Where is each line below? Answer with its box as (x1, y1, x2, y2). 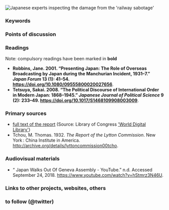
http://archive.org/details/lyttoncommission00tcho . (12, 143, 119, 149)
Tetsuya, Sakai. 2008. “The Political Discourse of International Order (12, 87, 159, 93)
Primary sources (5, 110, 47, 117)
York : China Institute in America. (12, 137, 80, 143)
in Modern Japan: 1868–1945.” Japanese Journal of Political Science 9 (12, 92, 164, 98)
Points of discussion (5, 31, 56, 38)
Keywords (5, 17, 31, 24)
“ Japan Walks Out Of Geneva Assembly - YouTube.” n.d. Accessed (12, 166, 152, 173)
